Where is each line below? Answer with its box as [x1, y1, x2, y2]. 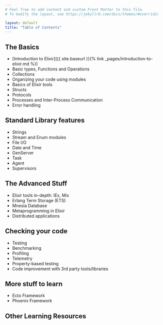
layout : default [5, 20, 38, 25]
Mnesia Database [12, 203, 48, 208]
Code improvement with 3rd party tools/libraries [12, 266, 108, 272]
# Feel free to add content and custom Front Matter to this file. [5, 7, 145, 12]
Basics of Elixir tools [12, 82, 52, 87]
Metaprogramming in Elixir [12, 207, 65, 214]
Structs [12, 87, 27, 93]
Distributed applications [12, 213, 60, 219]
